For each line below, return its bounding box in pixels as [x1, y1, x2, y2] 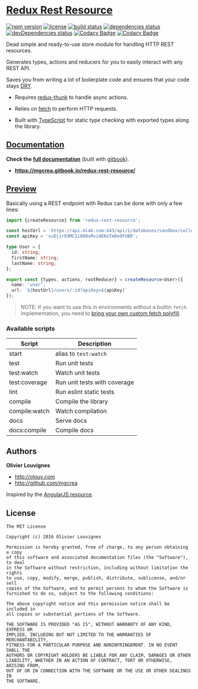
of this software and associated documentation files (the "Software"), [6, 554, 189, 560]
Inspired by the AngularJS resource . [6, 491, 94, 498]
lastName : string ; [11, 260, 57, 266]
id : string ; [11, 250, 41, 256]
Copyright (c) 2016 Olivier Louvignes [6, 534, 101, 539]
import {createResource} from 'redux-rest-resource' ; [6, 217, 141, 223]
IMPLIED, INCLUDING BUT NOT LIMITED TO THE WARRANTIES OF [6, 631, 151, 638]
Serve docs [55, 416, 87, 425]
